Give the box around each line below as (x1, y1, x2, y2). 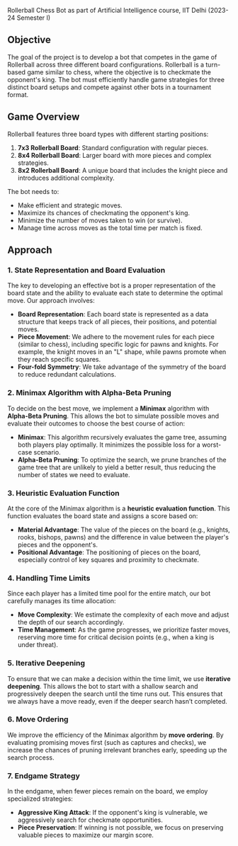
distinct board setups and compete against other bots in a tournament (7, 83, 212, 91)
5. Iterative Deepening (7, 658, 86, 668)
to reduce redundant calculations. (17, 370, 117, 379)
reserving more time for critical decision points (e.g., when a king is (17, 633, 215, 641)
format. (7, 90, 29, 98)
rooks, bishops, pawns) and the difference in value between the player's (17, 532, 229, 541)
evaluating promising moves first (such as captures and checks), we (7, 738, 207, 746)
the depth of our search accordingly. (17, 618, 125, 627)
